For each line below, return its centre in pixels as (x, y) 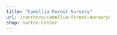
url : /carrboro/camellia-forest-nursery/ (59, 17)
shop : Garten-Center (32, 23)
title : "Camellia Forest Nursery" (49, 12)
